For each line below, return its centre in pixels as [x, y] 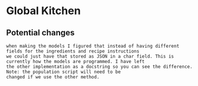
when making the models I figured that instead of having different [93, 46]
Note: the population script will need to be [63, 72]
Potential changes [40, 33]
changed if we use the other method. [53, 77]
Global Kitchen [44, 11]
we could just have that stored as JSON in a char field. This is [90, 57]
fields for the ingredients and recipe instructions [73, 51]
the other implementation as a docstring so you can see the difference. [100, 67]
